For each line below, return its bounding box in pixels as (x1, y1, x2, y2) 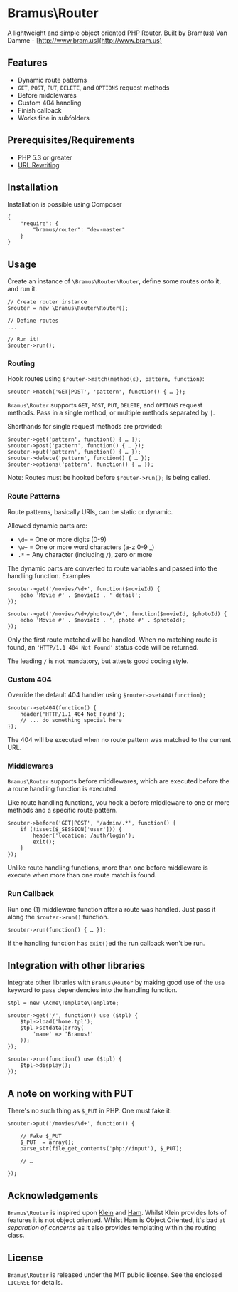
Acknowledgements (7, 1189, 99, 1202)
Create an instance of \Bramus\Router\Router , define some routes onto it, (7, 277, 222, 286)
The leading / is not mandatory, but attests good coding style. (7, 657, 189, 665)
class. (7, 1231, 25, 1240)
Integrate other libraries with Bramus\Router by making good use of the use (7, 978, 225, 987)
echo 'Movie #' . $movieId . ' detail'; (20, 591, 141, 599)
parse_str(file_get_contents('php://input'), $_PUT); (20, 1145, 183, 1152)
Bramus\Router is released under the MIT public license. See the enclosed (7, 1270, 222, 1279)
